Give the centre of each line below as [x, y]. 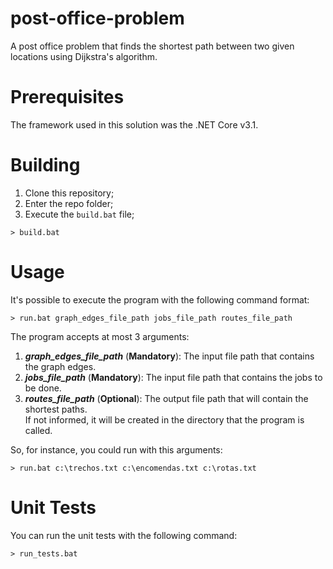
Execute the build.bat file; [79, 214]
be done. [43, 388]
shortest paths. [56, 409]
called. [38, 430]
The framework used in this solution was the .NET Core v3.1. [134, 124]
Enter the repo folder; [69, 203]
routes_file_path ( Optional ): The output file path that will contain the [166, 398]
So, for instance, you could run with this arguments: [116, 449]
